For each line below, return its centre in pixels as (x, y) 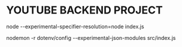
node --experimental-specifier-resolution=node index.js (75, 26)
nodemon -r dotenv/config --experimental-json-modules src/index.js (91, 38)
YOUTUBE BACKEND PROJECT (84, 10)
